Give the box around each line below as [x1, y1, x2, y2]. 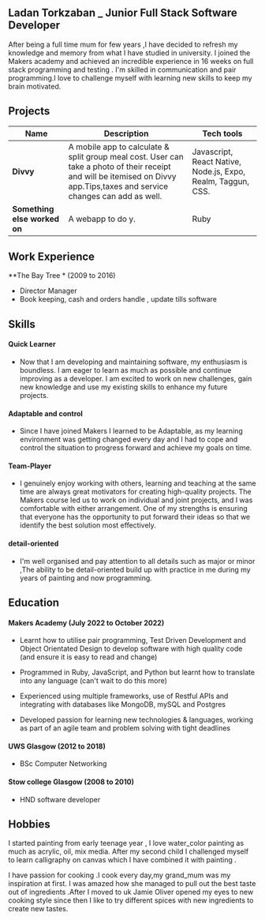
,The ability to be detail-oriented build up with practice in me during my [19, 565, 251, 574]
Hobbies [8, 817, 51, 832]
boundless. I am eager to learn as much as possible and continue [19, 366, 232, 375]
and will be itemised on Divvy [68, 171, 177, 182]
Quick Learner [8, 340, 57, 349]
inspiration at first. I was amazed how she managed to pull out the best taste [8, 879, 256, 888]
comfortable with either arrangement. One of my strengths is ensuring [19, 504, 248, 513]
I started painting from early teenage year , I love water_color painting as [8, 839, 244, 848]
